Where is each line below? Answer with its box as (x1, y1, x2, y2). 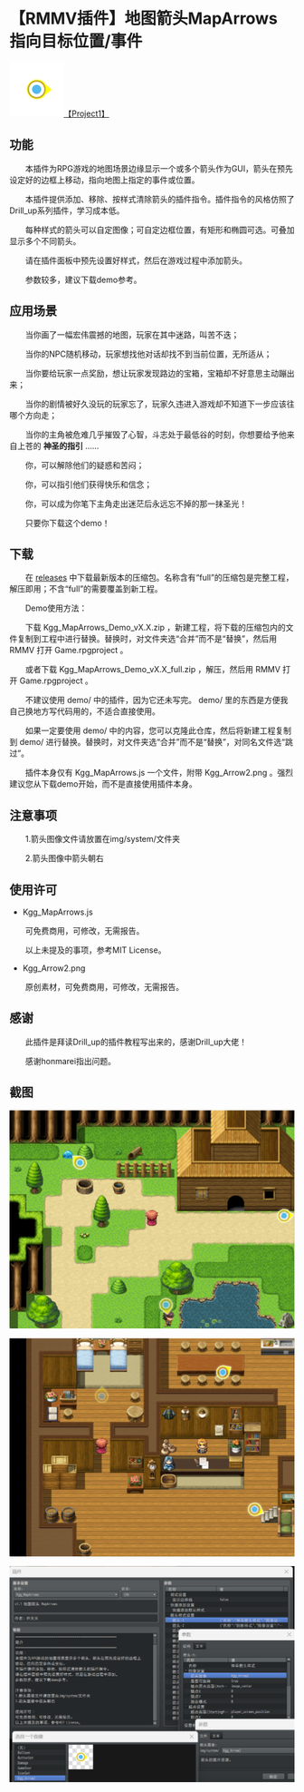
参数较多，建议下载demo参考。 (24, 274, 142, 285)
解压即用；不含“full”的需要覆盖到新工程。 (9, 583, 163, 594)
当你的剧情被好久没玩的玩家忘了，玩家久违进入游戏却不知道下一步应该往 (24, 398, 295, 409)
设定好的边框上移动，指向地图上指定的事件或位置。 (9, 174, 200, 185)
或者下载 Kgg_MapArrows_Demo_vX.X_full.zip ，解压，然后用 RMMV (24, 664, 280, 675)
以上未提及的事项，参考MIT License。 (24, 945, 166, 955)
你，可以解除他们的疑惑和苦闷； (24, 459, 145, 470)
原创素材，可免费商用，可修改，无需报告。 (24, 982, 184, 992)
